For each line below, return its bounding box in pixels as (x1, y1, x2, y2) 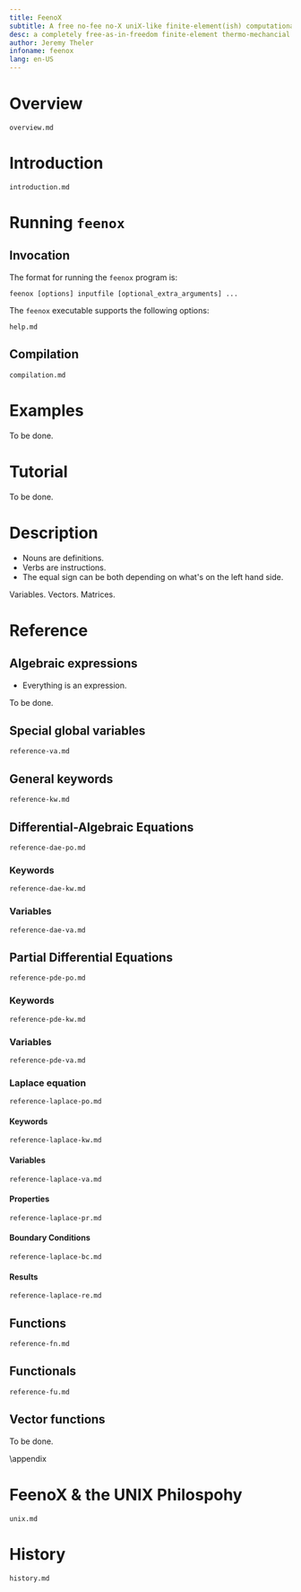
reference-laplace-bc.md (9, 1253, 102, 1262)
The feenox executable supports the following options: (9, 304, 210, 315)
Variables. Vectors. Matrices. (9, 589, 116, 600)
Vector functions (9, 1412, 106, 1428)
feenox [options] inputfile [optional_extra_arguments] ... (9, 289, 239, 298)
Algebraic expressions (9, 656, 138, 672)
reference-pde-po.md (9, 973, 87, 983)
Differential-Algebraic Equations (9, 819, 194, 835)
